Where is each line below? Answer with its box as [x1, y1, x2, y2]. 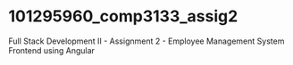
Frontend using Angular [8, 45, 96, 55]
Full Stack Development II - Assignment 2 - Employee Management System [8, 36, 285, 46]
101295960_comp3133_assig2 [8, 6, 239, 27]
